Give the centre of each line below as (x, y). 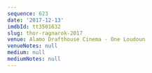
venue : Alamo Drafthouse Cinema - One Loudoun (76, 40)
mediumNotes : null (34, 59)
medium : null (26, 53)
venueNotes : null (33, 46)
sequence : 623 (28, 14)
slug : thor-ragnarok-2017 (45, 33)
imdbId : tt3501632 (34, 26)
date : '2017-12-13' (36, 20)
